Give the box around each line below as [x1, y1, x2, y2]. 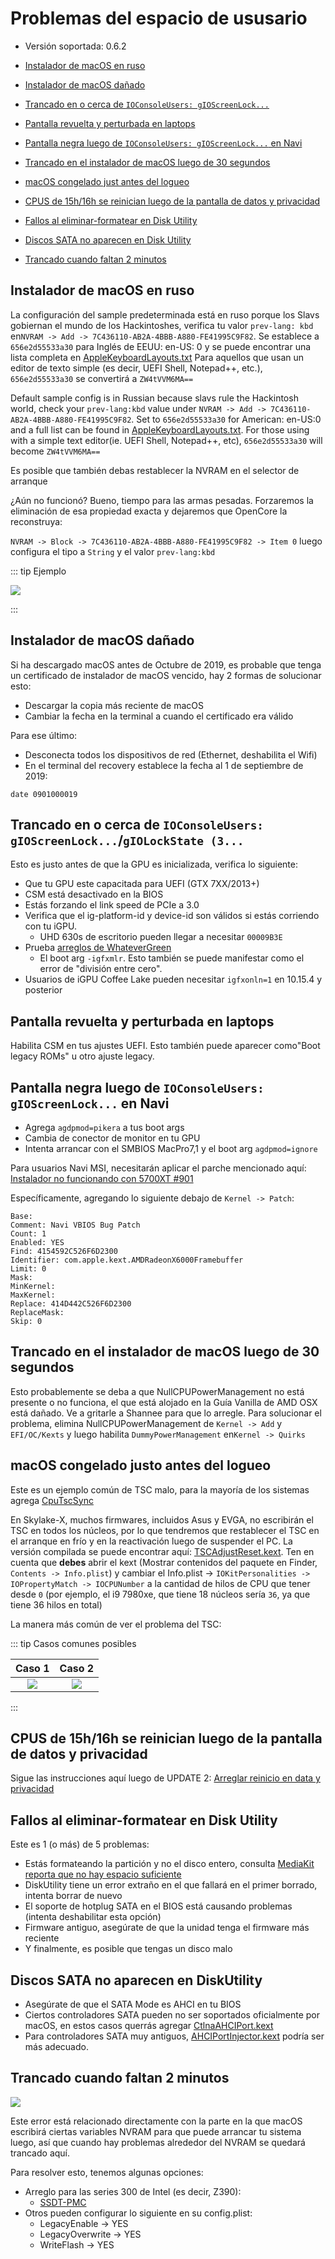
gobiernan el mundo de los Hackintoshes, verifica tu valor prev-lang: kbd [10, 319, 314, 331]
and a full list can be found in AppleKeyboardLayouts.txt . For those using [10, 423, 310, 436]
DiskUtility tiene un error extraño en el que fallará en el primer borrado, [24, 1879, 318, 1891]
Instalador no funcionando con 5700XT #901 [10, 1173, 194, 1184]
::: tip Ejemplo [10, 565, 67, 577]
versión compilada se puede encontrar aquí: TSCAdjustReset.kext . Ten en [10, 1545, 315, 1557]
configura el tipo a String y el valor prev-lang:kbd [10, 545, 216, 557]
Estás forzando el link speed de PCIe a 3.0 [24, 899, 200, 911]
